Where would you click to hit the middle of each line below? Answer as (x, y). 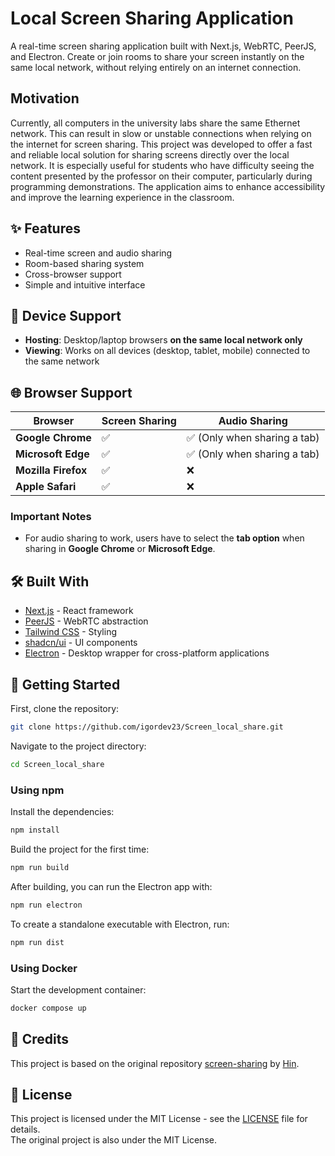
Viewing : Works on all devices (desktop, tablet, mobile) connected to (167, 351)
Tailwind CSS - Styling (71, 632)
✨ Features (45, 228)
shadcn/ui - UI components (81, 643)
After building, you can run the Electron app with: (111, 886)
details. (25, 1129)
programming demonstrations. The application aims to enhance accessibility (168, 186)
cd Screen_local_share (57, 764)
